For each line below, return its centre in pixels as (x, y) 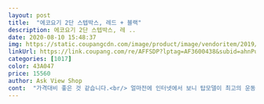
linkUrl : (22, 52)
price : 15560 (29, 74)
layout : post (29, 15)
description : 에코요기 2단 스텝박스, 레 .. (72, 30)
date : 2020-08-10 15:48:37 (52, 37)
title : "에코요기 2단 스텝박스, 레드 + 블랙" (75, 23)
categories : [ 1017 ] (40, 59)
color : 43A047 (31, 66)
